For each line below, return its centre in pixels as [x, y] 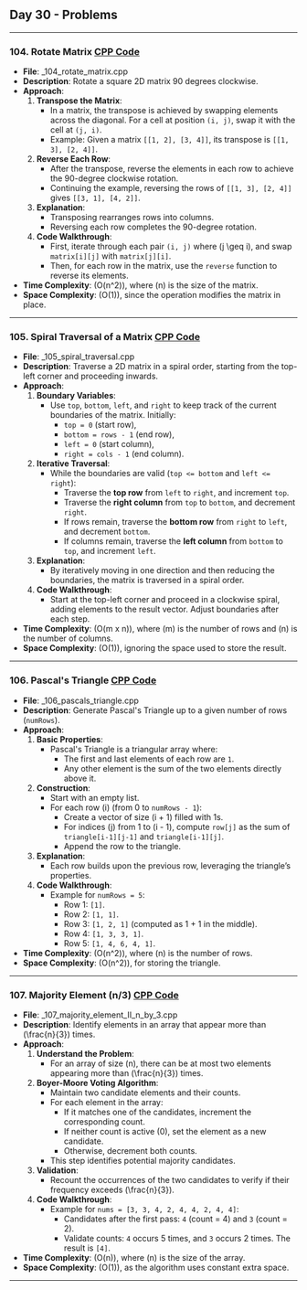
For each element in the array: [106, 1102]
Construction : [64, 788]
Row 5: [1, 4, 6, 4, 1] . [110, 943]
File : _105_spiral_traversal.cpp [79, 357]
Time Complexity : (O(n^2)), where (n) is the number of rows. [138, 953]
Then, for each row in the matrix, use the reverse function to [164, 266]
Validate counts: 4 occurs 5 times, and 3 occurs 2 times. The [177, 1238]
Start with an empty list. [95, 797]
